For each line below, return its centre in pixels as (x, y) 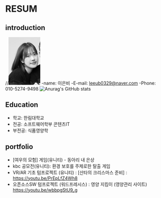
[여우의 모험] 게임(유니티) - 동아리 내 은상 (54, 160)
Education (22, 105)
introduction (25, 28)
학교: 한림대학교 (28, 118)
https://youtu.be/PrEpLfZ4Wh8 (45, 178)
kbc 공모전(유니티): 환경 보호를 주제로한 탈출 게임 (61, 166)
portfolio (19, 147)
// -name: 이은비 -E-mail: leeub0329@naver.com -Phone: (80, 83)
